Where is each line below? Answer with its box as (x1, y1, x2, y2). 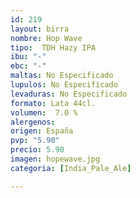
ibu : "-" (10, 52, 47, 62)
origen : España (10, 126, 74, 136)
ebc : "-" (10, 61, 47, 71)
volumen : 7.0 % (10, 107, 78, 118)
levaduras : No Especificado (10, 89, 128, 99)
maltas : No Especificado (10, 71, 114, 81)
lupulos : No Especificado (10, 80, 118, 90)
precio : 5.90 (10, 145, 65, 155)
